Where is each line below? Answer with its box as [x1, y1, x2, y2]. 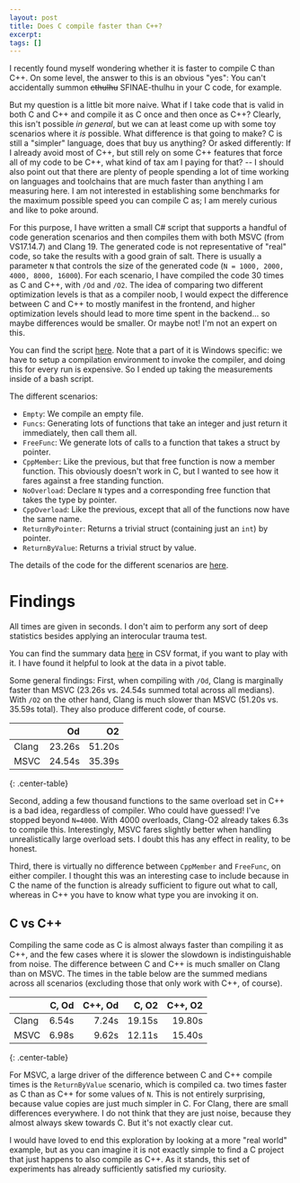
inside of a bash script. [9, 374, 94, 384]
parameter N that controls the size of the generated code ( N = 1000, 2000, [9, 260, 285, 271]
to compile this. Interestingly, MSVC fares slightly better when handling [9, 825, 272, 835]
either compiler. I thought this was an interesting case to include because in [9, 871, 289, 881]
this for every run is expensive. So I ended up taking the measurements [9, 364, 274, 375]
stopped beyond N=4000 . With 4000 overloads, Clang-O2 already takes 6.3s [9, 815, 289, 826]
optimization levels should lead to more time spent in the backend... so [9, 308, 270, 320]
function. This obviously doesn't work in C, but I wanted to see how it [22, 465, 279, 477]
